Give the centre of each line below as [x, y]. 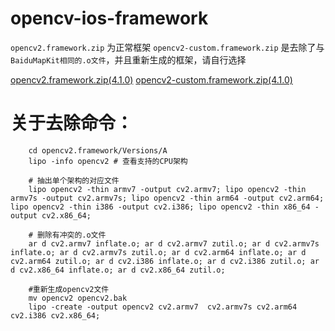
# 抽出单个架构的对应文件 [74, 180]
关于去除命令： [72, 123]
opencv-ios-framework [109, 18]
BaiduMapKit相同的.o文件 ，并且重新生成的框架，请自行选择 [128, 59]
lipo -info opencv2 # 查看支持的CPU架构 [108, 161]
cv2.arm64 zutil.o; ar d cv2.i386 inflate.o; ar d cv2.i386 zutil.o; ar [165, 261]
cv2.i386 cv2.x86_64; [55, 315]
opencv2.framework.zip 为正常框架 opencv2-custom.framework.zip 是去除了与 [167, 47]
